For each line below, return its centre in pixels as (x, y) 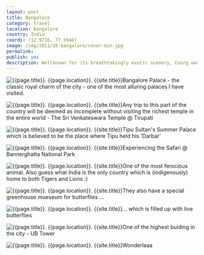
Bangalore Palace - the (151, 80)
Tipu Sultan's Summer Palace (159, 129)
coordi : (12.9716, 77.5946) (42, 40)
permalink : (20, 52)
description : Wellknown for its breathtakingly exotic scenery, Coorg (97, 63)
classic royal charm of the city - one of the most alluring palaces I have (95, 86)
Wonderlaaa (138, 245)
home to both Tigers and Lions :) (47, 178)
